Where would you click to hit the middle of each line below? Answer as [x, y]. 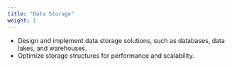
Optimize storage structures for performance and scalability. [106, 55]
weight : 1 [22, 20]
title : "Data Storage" [41, 14]
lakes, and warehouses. [52, 48]
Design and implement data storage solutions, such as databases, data [121, 40]
